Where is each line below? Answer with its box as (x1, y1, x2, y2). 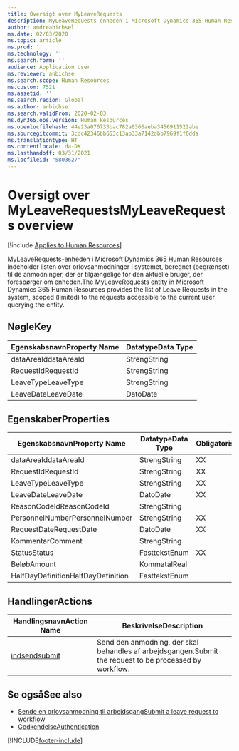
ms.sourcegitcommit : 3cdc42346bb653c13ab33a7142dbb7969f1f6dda (7, 130, 199, 137)
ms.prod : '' (7, 44, 43, 51)
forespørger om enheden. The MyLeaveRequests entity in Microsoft (7, 277, 204, 286)
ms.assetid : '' (7, 90, 53, 97)
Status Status (11, 548, 54, 558)
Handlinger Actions (7, 595, 92, 607)
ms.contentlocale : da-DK (7, 143, 81, 150)
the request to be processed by (97, 655, 202, 665)
